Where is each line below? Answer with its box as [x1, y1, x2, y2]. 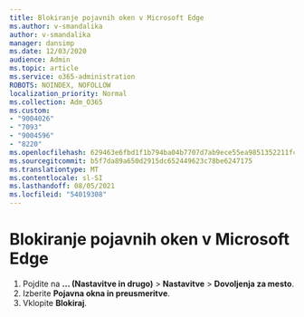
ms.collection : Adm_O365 [9, 97, 103, 107]
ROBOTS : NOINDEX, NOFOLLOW [9, 81, 111, 90]
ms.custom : [9, 106, 51, 115]
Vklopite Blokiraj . [22, 297, 88, 308]
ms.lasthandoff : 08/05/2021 [9, 182, 116, 191]
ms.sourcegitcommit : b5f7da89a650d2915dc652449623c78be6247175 [9, 156, 253, 166]
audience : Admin [9, 55, 71, 64]
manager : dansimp [9, 38, 75, 48]
